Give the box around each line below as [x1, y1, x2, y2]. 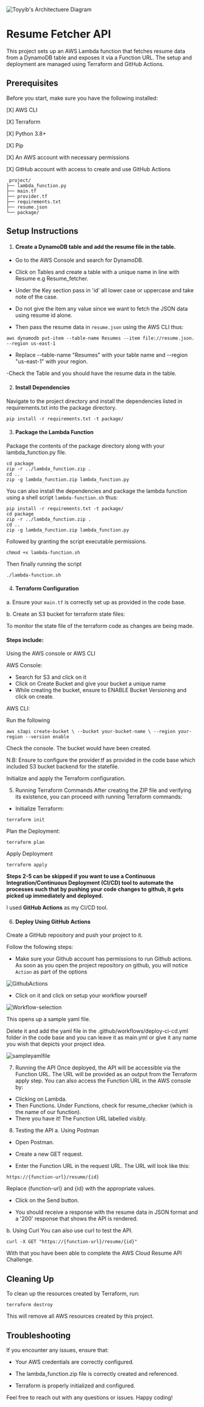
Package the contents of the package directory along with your [6, 442, 165, 449]
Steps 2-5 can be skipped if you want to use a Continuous [6, 873, 156, 880]
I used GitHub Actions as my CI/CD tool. [6, 904, 108, 911]
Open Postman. [15, 1139, 55, 1146]
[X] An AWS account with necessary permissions [6, 153, 130, 161]
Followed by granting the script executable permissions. [6, 537, 147, 545]
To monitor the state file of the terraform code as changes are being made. [6, 622, 194, 629]
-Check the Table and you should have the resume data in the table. [6, 370, 177, 377]
